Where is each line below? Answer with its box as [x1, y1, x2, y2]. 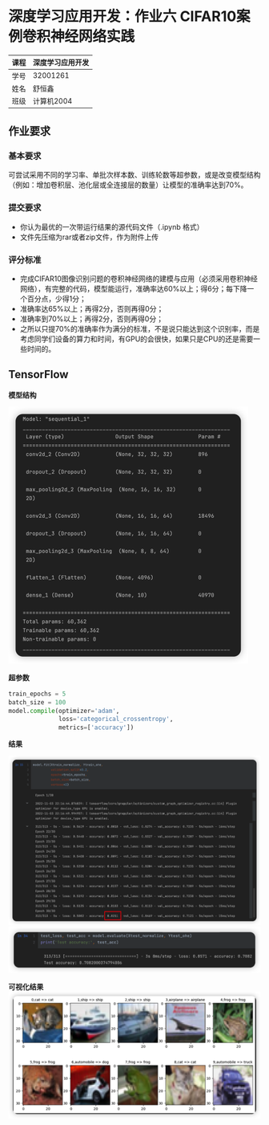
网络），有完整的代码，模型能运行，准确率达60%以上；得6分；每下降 [19, 283, 247, 293]
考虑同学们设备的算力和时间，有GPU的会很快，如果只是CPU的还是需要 [19, 334, 254, 344]
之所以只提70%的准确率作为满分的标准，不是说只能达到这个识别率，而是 [19, 324, 260, 333]
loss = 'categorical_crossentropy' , [58, 715, 174, 724]
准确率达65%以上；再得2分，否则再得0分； [19, 304, 164, 313]
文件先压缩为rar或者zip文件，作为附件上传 [19, 232, 159, 242]
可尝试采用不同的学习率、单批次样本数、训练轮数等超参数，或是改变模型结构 [8, 170, 261, 180]
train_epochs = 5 [8, 690, 66, 698]
